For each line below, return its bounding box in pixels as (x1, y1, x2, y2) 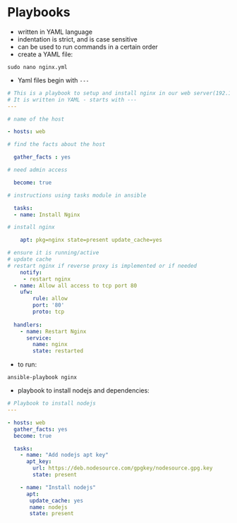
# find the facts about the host (7, 141, 106, 148)
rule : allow (32, 295, 68, 302)
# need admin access (7, 166, 68, 173)
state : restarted (32, 347, 83, 355)
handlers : (13, 321, 42, 328)
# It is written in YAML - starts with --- (7, 96, 138, 103)
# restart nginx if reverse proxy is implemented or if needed (7, 262, 197, 269)
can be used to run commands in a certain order (17, 42, 159, 51)
